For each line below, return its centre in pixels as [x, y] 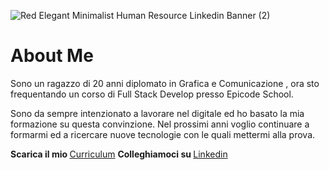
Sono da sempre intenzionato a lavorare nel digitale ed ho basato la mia [157, 113]
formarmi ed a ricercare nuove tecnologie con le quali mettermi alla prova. [163, 134]
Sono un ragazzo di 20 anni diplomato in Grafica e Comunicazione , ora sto [165, 83]
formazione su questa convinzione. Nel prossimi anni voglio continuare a [160, 124]
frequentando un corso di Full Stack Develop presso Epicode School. [152, 94]
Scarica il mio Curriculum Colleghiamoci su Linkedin [119, 154]
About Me [52, 56]
